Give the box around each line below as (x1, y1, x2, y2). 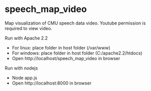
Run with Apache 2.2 (5, 35, 48, 41)
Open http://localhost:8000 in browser (12, 80, 92, 86)
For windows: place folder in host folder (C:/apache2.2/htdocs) (12, 50, 142, 56)
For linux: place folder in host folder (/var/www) (12, 44, 111, 50)
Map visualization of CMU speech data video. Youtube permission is (5, 20, 146, 26)
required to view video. (5, 25, 52, 31)
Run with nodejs (5, 65, 38, 71)
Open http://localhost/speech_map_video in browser (12, 55, 120, 61)
